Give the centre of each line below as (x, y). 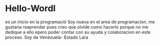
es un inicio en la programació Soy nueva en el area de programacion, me (80, 22)
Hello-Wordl (30, 8)
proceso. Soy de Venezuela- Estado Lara (47, 37)
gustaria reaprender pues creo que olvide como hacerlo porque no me (77, 27)
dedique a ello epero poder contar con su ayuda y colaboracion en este (78, 32)
